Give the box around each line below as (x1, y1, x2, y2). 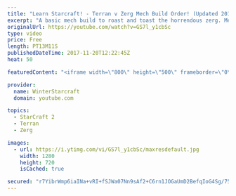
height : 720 (20, 159, 55, 166)
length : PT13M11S (7, 43, 58, 50)
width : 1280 (20, 152, 55, 159)
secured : (7, 178, 33, 185)
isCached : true (20, 166, 65, 173)
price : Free (7, 37, 42, 44)
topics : (7, 107, 30, 115)
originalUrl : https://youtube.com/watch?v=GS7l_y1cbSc (7, 23, 171, 30)
